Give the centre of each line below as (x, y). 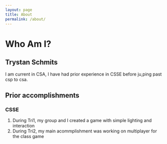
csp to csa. (16, 79)
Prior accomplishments (42, 95)
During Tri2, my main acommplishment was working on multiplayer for (85, 131)
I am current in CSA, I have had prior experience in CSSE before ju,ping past (83, 74)
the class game (28, 136)
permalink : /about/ (25, 19)
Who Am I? (28, 44)
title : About (19, 14)
